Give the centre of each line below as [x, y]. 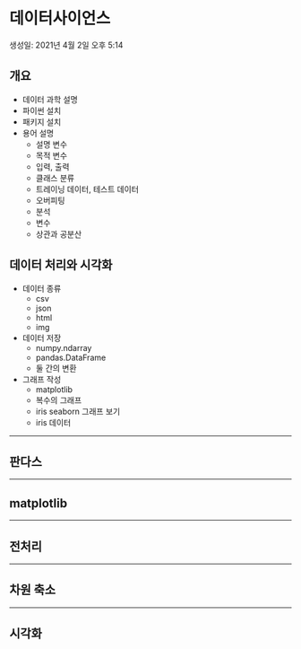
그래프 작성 [42, 379]
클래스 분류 [55, 178]
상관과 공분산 [59, 233]
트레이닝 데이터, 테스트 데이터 [87, 189]
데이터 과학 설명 [50, 99]
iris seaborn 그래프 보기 [78, 411]
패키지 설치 [42, 121]
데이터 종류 [42, 288]
